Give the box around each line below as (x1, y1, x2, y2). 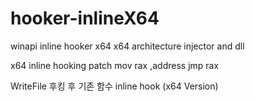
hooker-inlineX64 (10, 7, 160, 30)
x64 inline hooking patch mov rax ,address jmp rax (10, 59, 220, 71)
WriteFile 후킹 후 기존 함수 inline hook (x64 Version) (10, 80, 219, 92)
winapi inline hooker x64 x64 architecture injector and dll (10, 40, 245, 52)
